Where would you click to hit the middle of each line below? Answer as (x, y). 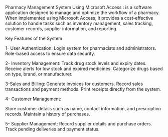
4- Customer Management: (33, 99)
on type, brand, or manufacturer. (39, 74)
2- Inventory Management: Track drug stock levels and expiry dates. (76, 63)
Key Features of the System (34, 38)
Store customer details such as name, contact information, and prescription (83, 109)
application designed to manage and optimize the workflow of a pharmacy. (82, 13)
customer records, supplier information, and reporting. (61, 29)
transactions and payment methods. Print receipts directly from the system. (83, 89)
